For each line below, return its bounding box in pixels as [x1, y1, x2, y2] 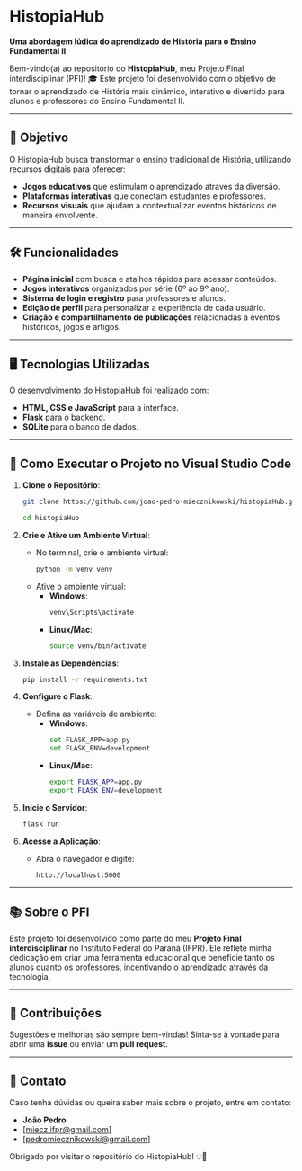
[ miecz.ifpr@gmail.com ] [22, 1124, 112, 1135]
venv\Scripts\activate [49, 608, 135, 617]
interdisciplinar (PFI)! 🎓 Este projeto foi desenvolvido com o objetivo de [9, 73, 276, 84]
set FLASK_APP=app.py [49, 735, 130, 745]
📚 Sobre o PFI [9, 905, 90, 920]
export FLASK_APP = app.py [49, 777, 143, 787]
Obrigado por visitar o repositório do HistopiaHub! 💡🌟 [9, 1151, 208, 1162]
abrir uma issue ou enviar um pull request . [9, 1039, 168, 1050]
